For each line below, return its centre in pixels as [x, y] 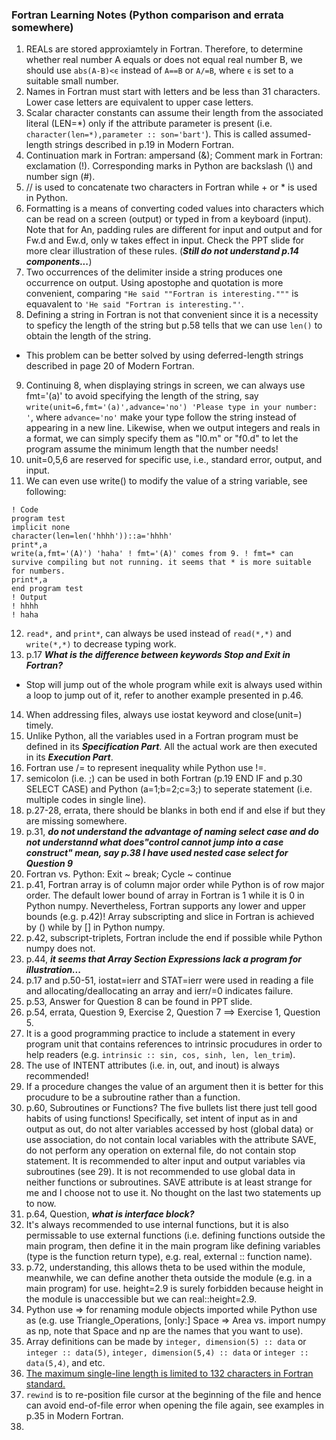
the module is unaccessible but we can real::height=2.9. [141, 1299]
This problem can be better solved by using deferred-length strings [164, 355]
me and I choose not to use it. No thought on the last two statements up [173, 1193]
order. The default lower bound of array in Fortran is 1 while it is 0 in [165, 895]
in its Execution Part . [69, 757]
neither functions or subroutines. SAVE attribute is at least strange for [169, 1182]
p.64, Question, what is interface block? [110, 1214]
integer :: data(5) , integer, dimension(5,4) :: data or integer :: [167, 1352]
